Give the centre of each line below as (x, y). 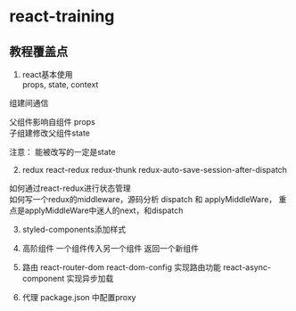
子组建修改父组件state (50, 133)
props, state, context (60, 85)
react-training (62, 16)
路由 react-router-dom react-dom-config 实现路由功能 (121, 267)
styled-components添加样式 (74, 229)
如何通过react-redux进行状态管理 (70, 188)
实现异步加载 (90, 278)
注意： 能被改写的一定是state (62, 152)
